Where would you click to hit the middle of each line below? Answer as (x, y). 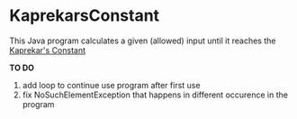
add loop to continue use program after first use (111, 85)
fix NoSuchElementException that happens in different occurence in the (155, 95)
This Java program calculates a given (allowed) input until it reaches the (143, 41)
